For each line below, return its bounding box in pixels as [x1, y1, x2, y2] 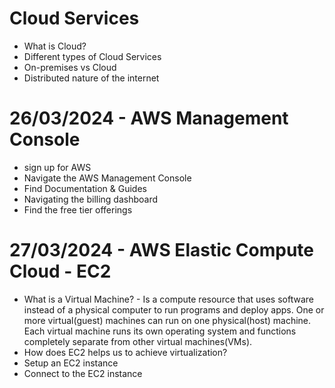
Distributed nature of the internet [23, 72, 160, 84]
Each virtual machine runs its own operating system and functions [23, 325, 297, 337]
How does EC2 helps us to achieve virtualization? [23, 346, 228, 358]
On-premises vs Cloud [23, 61, 117, 73]
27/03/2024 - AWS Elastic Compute [9, 239, 315, 262]
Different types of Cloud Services [23, 50, 162, 62]
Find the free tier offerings [23, 203, 133, 216]
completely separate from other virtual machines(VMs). [23, 335, 253, 347]
